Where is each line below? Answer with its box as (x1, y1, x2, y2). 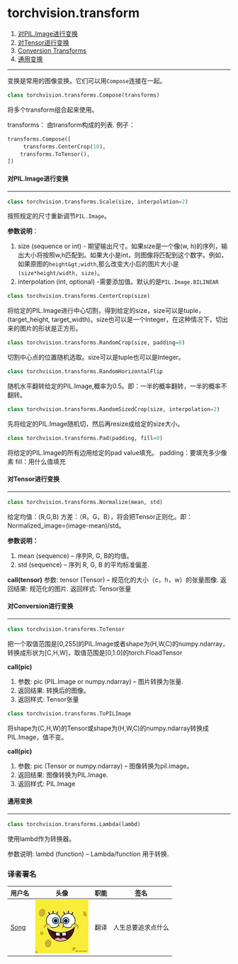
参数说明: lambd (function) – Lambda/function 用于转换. (7, 850, 169, 858)
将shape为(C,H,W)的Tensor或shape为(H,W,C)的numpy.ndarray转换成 (7, 724, 209, 732)
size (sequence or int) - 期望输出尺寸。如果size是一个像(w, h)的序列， (17, 242, 222, 250)
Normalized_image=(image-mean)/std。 (7, 521, 125, 530)
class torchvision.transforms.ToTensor (7, 626, 125, 633)
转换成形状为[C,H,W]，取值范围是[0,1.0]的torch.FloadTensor (7, 648, 183, 657)
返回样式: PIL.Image (17, 779, 76, 788)
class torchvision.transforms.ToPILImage (7, 709, 132, 717)
